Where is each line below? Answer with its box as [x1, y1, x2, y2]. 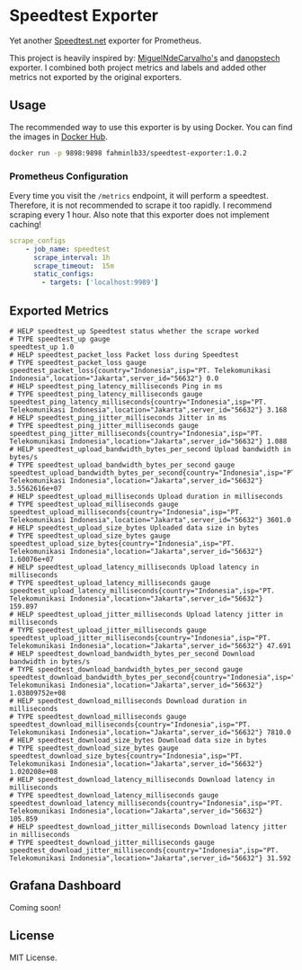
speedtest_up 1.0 [9, 343, 75, 352]
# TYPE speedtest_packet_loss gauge [9, 358, 147, 367]
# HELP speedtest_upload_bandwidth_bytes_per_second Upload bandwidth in [9, 444, 292, 454]
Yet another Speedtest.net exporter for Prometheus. [9, 35, 202, 46]
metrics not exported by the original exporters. [9, 71, 182, 82]
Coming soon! [9, 902, 61, 912]
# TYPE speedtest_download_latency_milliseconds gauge [9, 790, 219, 800]
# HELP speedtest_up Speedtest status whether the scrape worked [9, 326, 259, 335]
